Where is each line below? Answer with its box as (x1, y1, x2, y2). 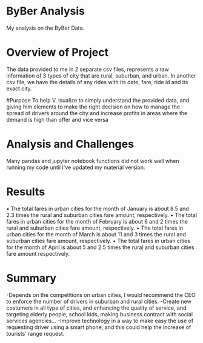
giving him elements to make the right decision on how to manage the (6, 103, 181, 110)
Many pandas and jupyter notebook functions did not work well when (6, 157, 180, 164)
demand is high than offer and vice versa (6, 116, 109, 123)
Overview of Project (6, 45, 109, 59)
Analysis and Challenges (6, 138, 135, 151)
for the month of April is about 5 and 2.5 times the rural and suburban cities (6, 244, 195, 251)
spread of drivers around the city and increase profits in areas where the (6, 109, 188, 116)
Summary (6, 271, 56, 285)
